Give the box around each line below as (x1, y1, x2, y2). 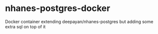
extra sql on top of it (5, 23, 46, 29)
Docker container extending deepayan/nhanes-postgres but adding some (5, 19, 154, 24)
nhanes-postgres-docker (5, 3, 111, 14)
